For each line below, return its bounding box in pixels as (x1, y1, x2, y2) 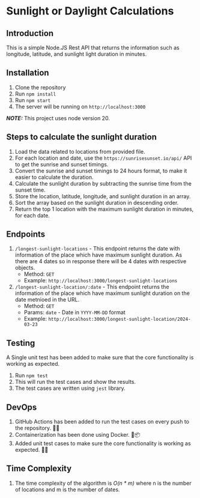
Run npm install (14, 90, 56, 97)
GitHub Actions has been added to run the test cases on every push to (14, 418, 189, 425)
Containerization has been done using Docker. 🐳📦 (14, 431, 141, 439)
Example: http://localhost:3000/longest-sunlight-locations (23, 277, 178, 284)
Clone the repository (14, 84, 66, 91)
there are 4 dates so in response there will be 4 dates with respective (14, 258, 187, 265)
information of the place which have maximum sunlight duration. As (14, 251, 182, 259)
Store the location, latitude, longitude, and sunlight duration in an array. (14, 192, 191, 199)
